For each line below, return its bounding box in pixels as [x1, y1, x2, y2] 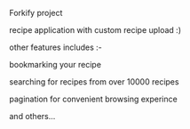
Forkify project [9, 8, 63, 18]
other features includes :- [9, 42, 102, 52]
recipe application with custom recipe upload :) [9, 25, 182, 35]
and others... [9, 111, 56, 121]
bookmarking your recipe [9, 60, 102, 69]
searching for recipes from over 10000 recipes [9, 77, 179, 87]
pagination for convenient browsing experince [9, 93, 178, 104]
